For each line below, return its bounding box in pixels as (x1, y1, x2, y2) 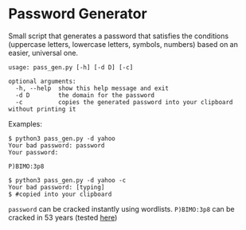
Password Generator (8, 5, 147, 23)
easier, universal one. (8, 48, 78, 57)
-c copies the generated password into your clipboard (15, 98, 233, 106)
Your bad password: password (8, 141, 105, 150)
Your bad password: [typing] (8, 183, 105, 191)
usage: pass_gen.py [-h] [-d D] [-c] (8, 63, 134, 72)
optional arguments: (8, 77, 77, 85)
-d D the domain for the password (15, 91, 155, 99)
